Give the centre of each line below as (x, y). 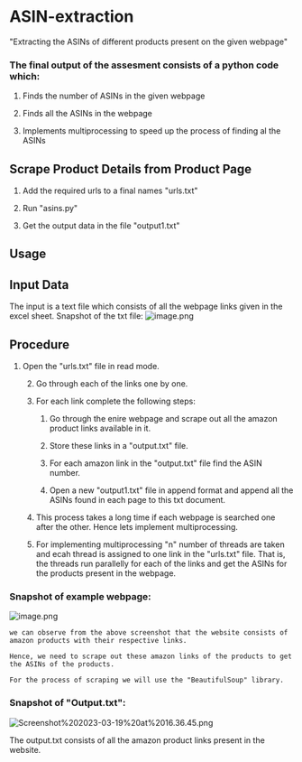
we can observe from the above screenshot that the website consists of (149, 633)
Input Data (39, 285)
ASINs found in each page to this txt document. (137, 500)
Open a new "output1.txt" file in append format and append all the (171, 490)
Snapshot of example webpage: (80, 596)
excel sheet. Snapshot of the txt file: (77, 316)
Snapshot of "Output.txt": (68, 703)
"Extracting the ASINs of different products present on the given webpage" (149, 42)
